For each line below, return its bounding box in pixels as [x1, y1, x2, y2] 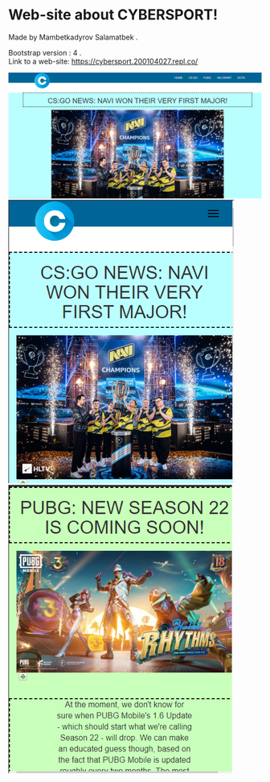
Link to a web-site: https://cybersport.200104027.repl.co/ [8, 56, 198, 66]
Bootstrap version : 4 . [8, 48, 82, 57]
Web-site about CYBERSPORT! [8, 6, 219, 24]
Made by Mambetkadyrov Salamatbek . [8, 32, 138, 42]
